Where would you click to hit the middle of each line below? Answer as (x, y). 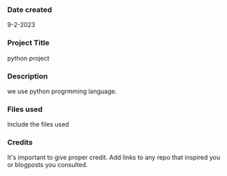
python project (28, 58)
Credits (20, 143)
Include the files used (38, 125)
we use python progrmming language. (62, 91)
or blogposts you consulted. (48, 165)
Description (28, 76)
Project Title (29, 43)
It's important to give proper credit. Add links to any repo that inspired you (114, 157)
